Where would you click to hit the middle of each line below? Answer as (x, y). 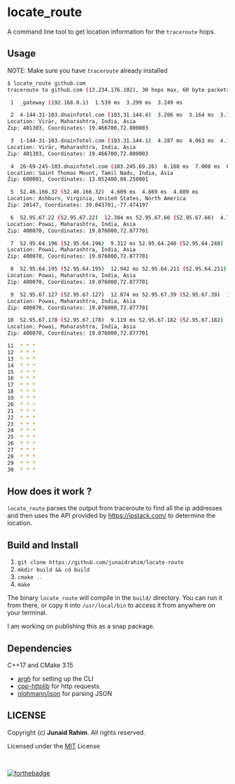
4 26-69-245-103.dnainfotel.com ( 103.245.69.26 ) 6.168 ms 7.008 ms (115, 166)
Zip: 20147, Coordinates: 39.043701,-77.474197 (78, 205)
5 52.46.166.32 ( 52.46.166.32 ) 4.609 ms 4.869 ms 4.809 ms (104, 192)
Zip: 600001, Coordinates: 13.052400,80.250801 (78, 179)
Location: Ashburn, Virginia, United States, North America (97, 199)
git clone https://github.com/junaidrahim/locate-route (100, 563)
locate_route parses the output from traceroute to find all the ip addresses (115, 508)
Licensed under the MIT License (54, 745)
